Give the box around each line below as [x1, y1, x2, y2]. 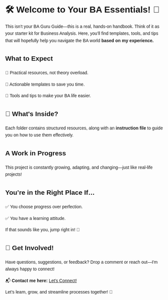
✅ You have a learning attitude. [5, 215, 66, 221]
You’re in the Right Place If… [5, 189, 95, 196]
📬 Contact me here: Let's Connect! [5, 277, 77, 283]
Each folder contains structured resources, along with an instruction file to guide [5, 125, 163, 131]
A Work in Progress [5, 149, 66, 157]
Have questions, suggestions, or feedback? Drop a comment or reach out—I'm [5, 259, 158, 265]
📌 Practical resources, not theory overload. [5, 70, 89, 76]
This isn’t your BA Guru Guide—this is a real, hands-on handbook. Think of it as [5, 23, 159, 29]
